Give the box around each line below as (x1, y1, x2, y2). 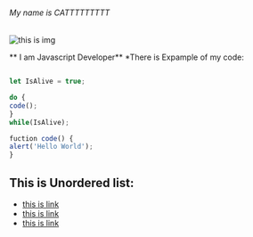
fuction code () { (9, 134, 74, 143)
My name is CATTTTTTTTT (9, 7, 110, 18)
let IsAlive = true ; (9, 77, 86, 86)
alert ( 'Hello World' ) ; (9, 143, 94, 151)
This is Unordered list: (9, 175, 135, 191)
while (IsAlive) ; (9, 118, 69, 127)
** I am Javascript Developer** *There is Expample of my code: (9, 52, 245, 62)
